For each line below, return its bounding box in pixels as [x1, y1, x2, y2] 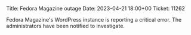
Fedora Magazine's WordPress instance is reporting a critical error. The [6, 16, 182, 23]
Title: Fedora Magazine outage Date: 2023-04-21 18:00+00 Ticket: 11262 [6, 5, 185, 12]
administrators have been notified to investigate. [6, 23, 125, 29]
